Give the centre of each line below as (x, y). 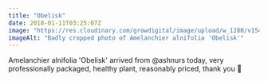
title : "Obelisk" (37, 15)
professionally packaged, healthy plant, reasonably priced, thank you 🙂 (125, 69)
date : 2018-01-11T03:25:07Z (55, 23)
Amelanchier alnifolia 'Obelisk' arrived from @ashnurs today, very (116, 60)
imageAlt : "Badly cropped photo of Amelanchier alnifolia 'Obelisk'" (126, 38)
